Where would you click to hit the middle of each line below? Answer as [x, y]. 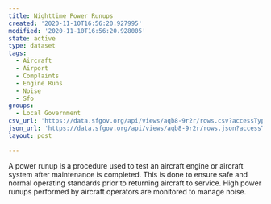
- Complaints [38, 76]
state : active [32, 38]
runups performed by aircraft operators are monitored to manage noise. [127, 191]
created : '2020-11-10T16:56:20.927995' [75, 23]
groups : [21, 106]
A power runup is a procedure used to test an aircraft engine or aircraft [126, 165]
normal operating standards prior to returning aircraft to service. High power [135, 183]
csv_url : [23, 121]
